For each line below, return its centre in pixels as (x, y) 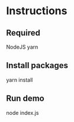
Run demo (25, 99)
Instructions (37, 11)
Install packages (37, 65)
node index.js (22, 113)
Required (23, 33)
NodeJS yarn (22, 47)
